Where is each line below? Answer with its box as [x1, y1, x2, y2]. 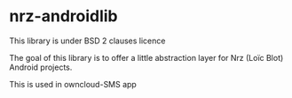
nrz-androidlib [9, 6, 118, 26]
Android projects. [9, 62, 73, 72]
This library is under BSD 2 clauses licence [9, 35, 166, 46]
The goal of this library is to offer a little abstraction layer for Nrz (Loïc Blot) [9, 52, 284, 63]
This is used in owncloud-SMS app [9, 79, 138, 89]
